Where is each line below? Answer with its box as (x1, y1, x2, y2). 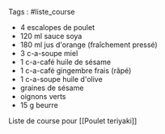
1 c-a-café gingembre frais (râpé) (19, 66, 132, 76)
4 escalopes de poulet (19, 23, 95, 32)
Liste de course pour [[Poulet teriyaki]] (8, 116, 137, 125)
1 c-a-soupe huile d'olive (19, 75, 103, 84)
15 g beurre (19, 101, 58, 110)
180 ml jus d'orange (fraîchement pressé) (19, 40, 158, 50)
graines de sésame (19, 83, 84, 93)
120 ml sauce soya (19, 32, 82, 41)
